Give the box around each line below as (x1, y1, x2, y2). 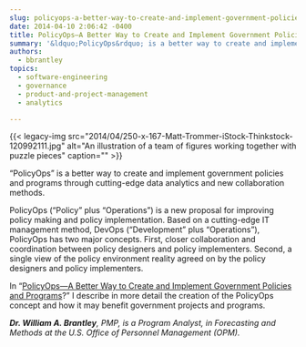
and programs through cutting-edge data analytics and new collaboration (9, 178, 285, 189)
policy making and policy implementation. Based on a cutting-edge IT (9, 215, 270, 226)
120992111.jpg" (9, 140, 66, 151)
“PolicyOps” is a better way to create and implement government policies (9, 168, 284, 179)
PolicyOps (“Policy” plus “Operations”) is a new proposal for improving (9, 205, 275, 216)
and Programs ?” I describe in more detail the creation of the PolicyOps (9, 291, 274, 301)
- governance (17, 81, 67, 90)
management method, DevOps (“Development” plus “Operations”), (9, 224, 260, 235)
